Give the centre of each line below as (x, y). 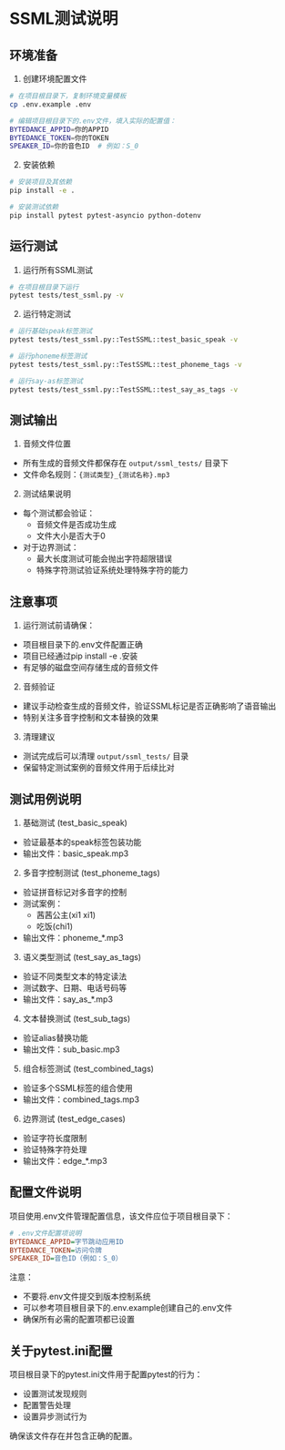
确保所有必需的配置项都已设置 (78, 1319)
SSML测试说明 (64, 19)
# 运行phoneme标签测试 (48, 356)
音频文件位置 (46, 444)
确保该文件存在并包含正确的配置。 (73, 1436)
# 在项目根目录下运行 (44, 287)
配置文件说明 (46, 1193)
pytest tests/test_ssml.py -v (67, 296)
